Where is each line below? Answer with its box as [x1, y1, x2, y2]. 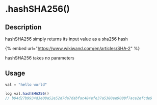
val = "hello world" [5, 82, 48, 87]
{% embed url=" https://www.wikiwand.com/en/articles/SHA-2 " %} [5, 46, 140, 51]
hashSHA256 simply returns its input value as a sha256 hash [5, 36, 128, 42]
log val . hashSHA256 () [5, 91, 50, 96]
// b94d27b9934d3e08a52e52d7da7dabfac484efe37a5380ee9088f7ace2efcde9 [5, 96, 153, 101]
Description [5, 23, 42, 31]
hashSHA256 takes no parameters [5, 55, 75, 61]
